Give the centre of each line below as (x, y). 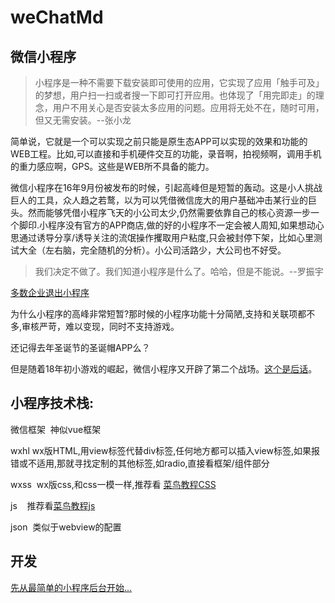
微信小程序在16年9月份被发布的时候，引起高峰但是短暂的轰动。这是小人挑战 (166, 187)
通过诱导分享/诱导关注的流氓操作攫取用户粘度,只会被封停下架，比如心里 (166, 237)
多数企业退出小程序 (50, 292)
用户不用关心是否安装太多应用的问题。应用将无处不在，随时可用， (188, 107)
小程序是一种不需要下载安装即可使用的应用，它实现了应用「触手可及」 (179, 82)
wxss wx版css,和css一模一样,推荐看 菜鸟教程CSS (113, 484)
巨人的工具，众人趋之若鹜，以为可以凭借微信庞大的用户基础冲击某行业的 (159, 200)
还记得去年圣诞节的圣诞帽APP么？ (80, 347)
